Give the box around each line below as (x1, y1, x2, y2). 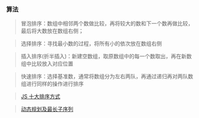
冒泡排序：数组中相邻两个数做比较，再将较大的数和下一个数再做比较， (20, 20, 194, 27)
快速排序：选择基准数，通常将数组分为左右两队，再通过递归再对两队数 (20, 73, 194, 80)
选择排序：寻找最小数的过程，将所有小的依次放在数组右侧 (20, 40, 162, 47)
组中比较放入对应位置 (20, 60, 73, 67)
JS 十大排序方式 (20, 93, 61, 100)
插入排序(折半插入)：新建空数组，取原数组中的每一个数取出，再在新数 (20, 52, 192, 60)
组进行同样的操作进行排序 (20, 80, 84, 88)
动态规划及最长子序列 (20, 105, 73, 113)
